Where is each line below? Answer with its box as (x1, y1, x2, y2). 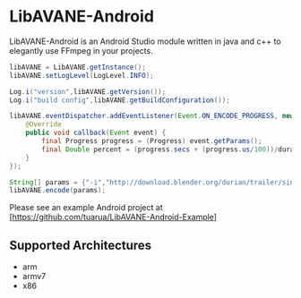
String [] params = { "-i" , (9, 177, 106, 187)
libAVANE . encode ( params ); (9, 186, 106, 195)
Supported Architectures (9, 237, 152, 252)
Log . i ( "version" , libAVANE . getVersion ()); (9, 87, 167, 96)
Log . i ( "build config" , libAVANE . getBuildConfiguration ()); (9, 96, 230, 105)
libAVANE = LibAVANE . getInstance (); (9, 63, 146, 72)
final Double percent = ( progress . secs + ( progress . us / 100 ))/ (41, 145, 279, 154)
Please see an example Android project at (9, 202, 163, 213)
